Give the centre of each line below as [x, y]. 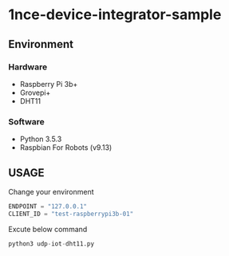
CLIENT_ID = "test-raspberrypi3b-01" [71, 214]
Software [27, 121]
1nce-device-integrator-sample [115, 15]
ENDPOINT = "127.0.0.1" [48, 206]
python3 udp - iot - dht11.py [51, 244]
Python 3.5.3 [41, 139]
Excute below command [48, 229]
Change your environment [51, 191]
